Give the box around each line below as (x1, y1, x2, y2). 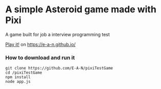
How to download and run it (5, 54, 75, 61)
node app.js (5, 79, 31, 84)
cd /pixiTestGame (5, 70, 42, 75)
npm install (5, 75, 31, 80)
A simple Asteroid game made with (5, 4, 157, 15)
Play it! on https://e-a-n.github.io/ (5, 41, 76, 47)
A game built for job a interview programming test (5, 31, 110, 37)
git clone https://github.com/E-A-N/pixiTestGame (5, 65, 113, 71)
